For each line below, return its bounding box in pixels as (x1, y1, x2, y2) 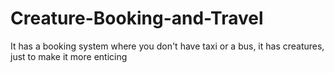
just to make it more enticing (10, 50, 128, 62)
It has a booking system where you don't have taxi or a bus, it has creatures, (10, 40, 325, 52)
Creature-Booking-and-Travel (10, 7, 264, 30)
